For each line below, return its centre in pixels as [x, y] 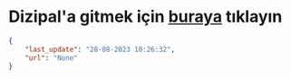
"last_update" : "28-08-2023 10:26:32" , [100, 49]
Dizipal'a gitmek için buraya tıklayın [145, 17]
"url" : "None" [51, 58]
